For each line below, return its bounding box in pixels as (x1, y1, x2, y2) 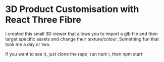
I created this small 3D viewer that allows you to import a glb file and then (5, 30, 158, 36)
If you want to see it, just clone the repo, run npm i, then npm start (5, 51, 143, 57)
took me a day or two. (5, 41, 51, 47)
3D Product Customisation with (5, 3, 139, 15)
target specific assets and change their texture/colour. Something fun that (5, 36, 159, 42)
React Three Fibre (5, 14, 82, 25)
